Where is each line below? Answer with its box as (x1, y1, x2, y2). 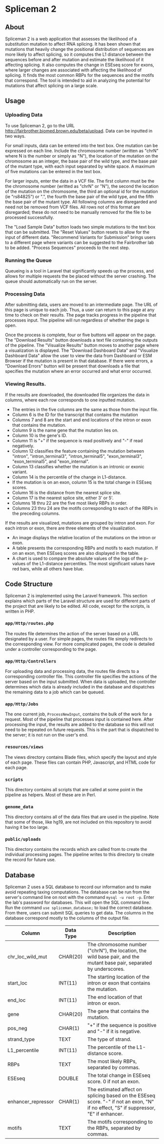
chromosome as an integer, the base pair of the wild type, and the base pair (5, 158, 158, 164)
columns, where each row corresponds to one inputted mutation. (5, 397, 136, 403)
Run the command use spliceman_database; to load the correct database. (5, 905, 153, 911)
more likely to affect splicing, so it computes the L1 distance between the (5, 51, 151, 57)
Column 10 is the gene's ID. (12, 432, 67, 438)
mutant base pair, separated (87, 960, 152, 966)
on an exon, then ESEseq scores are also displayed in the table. (12, 550, 140, 556)
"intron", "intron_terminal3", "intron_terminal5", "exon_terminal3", (12, 453, 143, 459)
